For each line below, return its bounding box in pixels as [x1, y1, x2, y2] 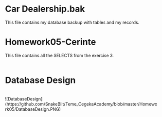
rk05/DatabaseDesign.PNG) [5, 106, 61, 112]
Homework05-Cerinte [5, 36, 96, 48]
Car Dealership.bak [5, 3, 85, 15]
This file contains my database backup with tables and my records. [5, 19, 140, 25]
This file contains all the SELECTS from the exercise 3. [5, 52, 114, 58]
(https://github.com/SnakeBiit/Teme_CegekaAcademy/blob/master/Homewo [5, 101, 158, 107]
